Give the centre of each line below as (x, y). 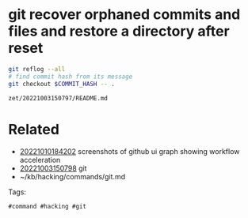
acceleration (40, 160)
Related (34, 129)
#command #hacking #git (48, 206)
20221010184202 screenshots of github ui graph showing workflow (130, 151)
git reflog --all (37, 69)
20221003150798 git (53, 168)
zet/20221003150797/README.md (58, 98)
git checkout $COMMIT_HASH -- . (61, 84)
